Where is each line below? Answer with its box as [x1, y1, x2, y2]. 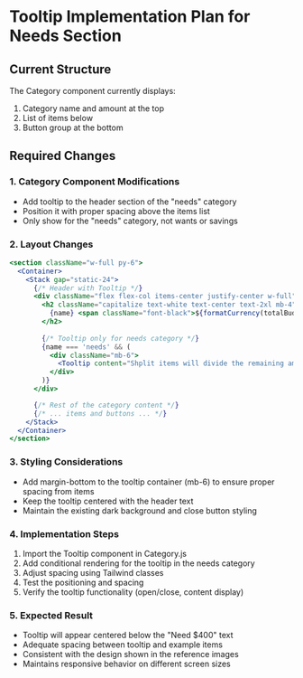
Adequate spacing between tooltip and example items [22, 639, 224, 650]
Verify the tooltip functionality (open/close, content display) [22, 586, 244, 598]
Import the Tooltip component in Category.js [22, 548, 188, 559]
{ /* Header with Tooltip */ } [32, 283, 143, 293]
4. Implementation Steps [9, 527, 120, 540]
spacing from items [22, 485, 95, 496]
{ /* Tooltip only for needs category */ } [41, 334, 200, 343]
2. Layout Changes [9, 238, 94, 250]
